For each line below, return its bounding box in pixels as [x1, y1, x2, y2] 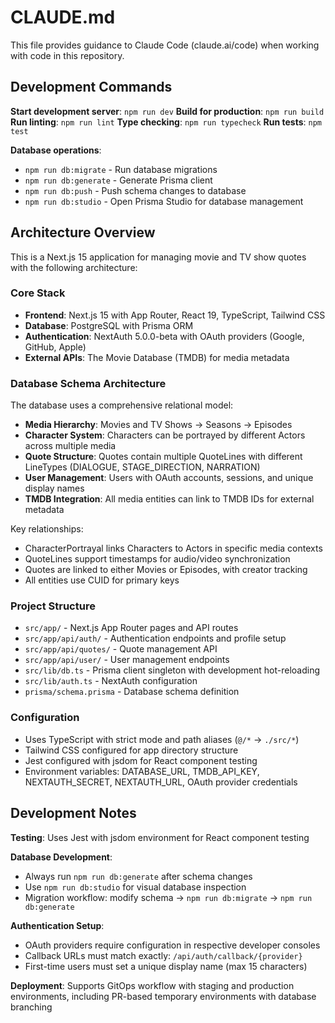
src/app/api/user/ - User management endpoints [24, 654, 230, 666]
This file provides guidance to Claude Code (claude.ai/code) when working [10, 39, 320, 51]
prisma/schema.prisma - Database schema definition [24, 686, 240, 698]
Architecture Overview [10, 224, 156, 241]
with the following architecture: [10, 261, 138, 273]
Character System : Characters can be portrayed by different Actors [24, 429, 306, 441]
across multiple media [24, 440, 117, 452]
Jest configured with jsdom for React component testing [24, 754, 258, 766]
